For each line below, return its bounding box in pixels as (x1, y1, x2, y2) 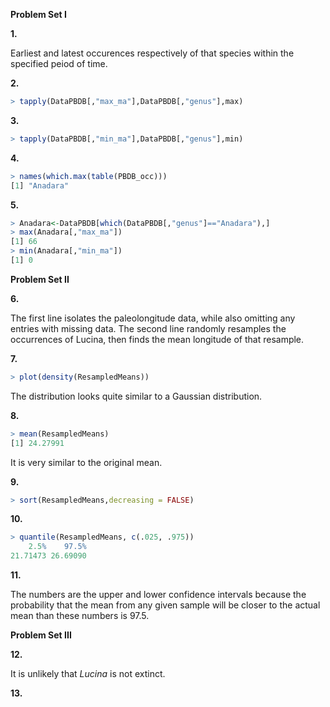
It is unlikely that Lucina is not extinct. (10, 668, 166, 679)
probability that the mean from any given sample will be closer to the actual (10, 599, 321, 611)
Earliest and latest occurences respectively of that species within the (10, 47, 295, 59)
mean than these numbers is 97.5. (10, 610, 150, 621)
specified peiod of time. (10, 58, 108, 69)
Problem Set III (10, 629, 72, 641)
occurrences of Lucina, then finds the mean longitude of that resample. (10, 333, 305, 345)
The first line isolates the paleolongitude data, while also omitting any (10, 312, 296, 324)
